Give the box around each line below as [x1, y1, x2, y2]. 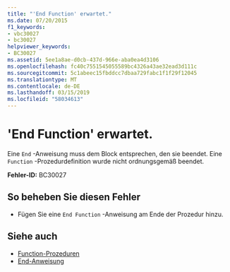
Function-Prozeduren [17, 249, 80, 258]
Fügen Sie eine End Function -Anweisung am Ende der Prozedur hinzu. [17, 210, 224, 218]
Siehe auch [7, 230, 58, 242]
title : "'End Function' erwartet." [7, 10, 112, 18]
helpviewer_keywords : [7, 43, 71, 50]
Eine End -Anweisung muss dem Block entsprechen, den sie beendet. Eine [7, 149, 222, 158]
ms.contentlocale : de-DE [7, 83, 80, 90]
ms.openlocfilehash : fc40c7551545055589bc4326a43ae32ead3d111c [7, 63, 198, 70]
